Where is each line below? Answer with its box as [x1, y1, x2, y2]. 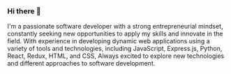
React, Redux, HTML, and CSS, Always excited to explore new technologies [7, 52, 225, 60]
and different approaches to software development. [7, 59, 156, 68]
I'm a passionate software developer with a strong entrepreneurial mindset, [7, 22, 223, 31]
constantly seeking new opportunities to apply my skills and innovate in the [7, 29, 223, 38]
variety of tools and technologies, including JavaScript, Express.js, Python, [7, 45, 223, 53]
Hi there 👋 [7, 6, 42, 16]
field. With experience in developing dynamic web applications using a [7, 37, 211, 45]
